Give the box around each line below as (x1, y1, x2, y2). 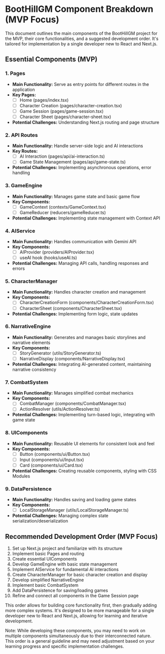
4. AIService (5, 227, 35, 234)
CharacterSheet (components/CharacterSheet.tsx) (19, 305, 122, 311)
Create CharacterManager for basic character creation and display (12, 572, 148, 578)
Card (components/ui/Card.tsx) (19, 462, 83, 468)
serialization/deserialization (12, 518, 68, 524)
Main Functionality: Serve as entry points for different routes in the (12, 81, 149, 87)
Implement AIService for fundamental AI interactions (12, 567, 119, 572)
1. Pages (5, 70, 26, 77)
